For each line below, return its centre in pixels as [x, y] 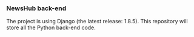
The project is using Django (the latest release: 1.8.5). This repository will [97, 21]
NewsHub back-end [36, 8]
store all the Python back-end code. [51, 27]
